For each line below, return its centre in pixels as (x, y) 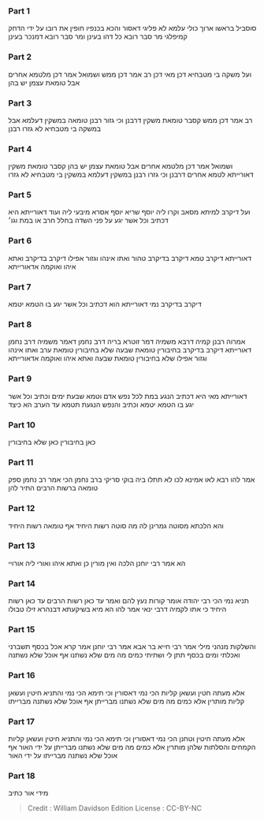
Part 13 (22, 546)
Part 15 (22, 630)
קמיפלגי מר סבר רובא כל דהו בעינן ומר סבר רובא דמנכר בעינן (98, 36)
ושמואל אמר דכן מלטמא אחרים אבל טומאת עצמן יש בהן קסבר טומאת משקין (121, 166)
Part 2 (20, 57)
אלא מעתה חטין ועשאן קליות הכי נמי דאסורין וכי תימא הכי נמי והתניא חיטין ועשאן (126, 692)
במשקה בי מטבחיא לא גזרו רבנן (54, 129)
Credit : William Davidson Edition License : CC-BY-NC (115, 808)
